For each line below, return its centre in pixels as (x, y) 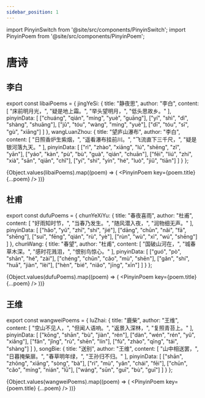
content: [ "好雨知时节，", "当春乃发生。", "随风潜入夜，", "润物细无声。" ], (100, 223)
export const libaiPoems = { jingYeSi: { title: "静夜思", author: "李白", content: (102, 103)
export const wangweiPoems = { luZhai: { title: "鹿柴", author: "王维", (93, 321)
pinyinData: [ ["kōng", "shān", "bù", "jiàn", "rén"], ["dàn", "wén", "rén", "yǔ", (101, 335)
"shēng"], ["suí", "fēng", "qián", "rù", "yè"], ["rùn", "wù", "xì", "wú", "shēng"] (102, 236)
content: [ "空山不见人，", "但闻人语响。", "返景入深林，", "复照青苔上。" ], (100, 328)
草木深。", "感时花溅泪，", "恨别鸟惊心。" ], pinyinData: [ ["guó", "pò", (94, 252)
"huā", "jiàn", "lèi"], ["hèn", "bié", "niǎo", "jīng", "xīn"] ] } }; (80, 265)
